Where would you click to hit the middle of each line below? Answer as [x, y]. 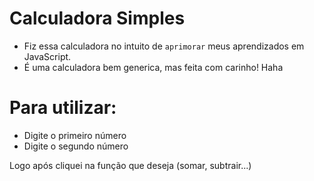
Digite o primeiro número [75, 135]
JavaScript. [47, 56]
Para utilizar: [63, 108]
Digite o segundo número [76, 146]
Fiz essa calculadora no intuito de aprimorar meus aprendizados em [164, 46]
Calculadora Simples [97, 18]
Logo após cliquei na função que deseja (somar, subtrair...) [130, 165]
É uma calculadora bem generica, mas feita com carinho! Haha [153, 67]
